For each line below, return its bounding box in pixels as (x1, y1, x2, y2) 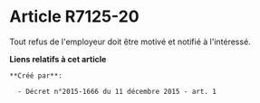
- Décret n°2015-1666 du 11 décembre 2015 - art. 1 (17, 87, 217, 96)
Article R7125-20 (9, 6, 140, 27)
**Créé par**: (9, 70, 63, 80)
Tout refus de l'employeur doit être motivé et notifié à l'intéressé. (9, 36, 251, 47)
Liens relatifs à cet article (9, 53, 107, 64)
